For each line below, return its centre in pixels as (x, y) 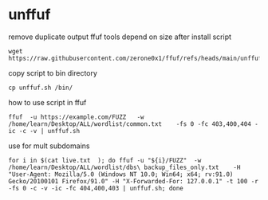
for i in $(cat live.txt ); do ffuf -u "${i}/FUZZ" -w (105, 160)
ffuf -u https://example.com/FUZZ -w (77, 117)
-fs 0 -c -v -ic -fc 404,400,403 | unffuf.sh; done (96, 188)
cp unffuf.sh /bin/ (41, 88)
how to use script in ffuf (47, 102)
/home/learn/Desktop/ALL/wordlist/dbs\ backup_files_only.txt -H (124, 167)
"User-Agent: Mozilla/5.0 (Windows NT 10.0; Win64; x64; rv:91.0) (121, 174)
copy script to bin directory (53, 73)
